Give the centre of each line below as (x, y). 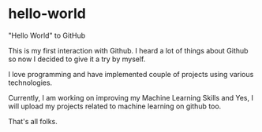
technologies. (30, 82)
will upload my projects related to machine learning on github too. (115, 106)
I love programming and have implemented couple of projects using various (131, 74)
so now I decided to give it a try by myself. (77, 59)
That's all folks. (33, 121)
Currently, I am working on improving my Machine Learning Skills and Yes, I (131, 97)
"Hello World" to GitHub (47, 35)
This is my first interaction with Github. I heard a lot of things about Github (128, 50)
